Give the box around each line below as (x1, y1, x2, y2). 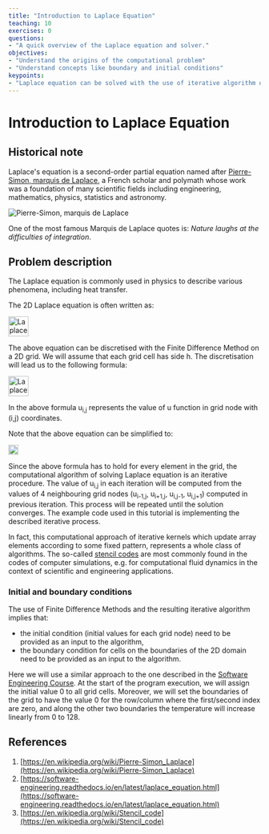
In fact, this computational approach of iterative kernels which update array (8, 531, 257, 542)
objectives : (8, 49, 48, 57)
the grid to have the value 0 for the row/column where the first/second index (8, 695, 261, 705)
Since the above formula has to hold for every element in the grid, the (8, 462, 238, 471)
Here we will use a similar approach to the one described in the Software (8, 669, 248, 679)
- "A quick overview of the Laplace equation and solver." (8, 42, 210, 50)
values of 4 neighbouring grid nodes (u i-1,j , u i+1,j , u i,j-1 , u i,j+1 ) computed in (8, 489, 248, 500)
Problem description (8, 254, 112, 269)
